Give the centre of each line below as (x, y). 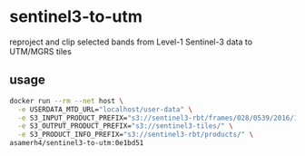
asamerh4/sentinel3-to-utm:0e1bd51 (77, 143)
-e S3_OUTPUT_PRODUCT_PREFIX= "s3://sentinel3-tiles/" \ (125, 126)
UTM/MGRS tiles (41, 51)
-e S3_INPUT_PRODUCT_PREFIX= (73, 118)
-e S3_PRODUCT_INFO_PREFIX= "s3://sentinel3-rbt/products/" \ (136, 135)
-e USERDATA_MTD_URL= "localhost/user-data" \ (105, 109)
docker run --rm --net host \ (67, 101)
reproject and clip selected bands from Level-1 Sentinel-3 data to (131, 42)
